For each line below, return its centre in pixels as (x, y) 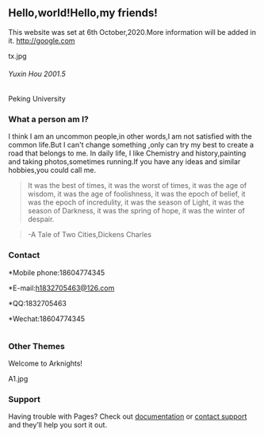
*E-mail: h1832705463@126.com (61, 288)
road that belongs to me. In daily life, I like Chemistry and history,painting (127, 153)
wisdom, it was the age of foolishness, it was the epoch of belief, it (136, 194)
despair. (41, 219)
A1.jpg (18, 378)
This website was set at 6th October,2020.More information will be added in (132, 32)
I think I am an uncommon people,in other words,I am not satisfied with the (130, 136)
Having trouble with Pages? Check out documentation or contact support (128, 416)
